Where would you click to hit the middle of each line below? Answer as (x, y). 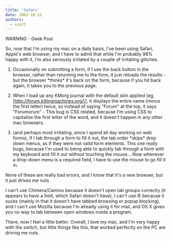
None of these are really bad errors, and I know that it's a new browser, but (84, 175)
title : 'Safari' (22, 10)
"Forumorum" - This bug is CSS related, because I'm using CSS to (82, 112)
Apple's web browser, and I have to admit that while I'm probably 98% (79, 54)
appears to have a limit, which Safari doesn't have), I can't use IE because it (85, 196)
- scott (18, 24)
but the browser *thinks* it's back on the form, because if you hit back (87, 80)
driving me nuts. (22, 233)
